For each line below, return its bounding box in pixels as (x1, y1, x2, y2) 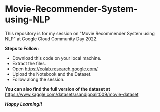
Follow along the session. (12, 76, 65, 82)
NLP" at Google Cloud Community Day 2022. (5, 36, 98, 42)
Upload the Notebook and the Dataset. (12, 71, 92, 77)
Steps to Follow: (5, 45, 39, 51)
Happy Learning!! (5, 101, 42, 107)
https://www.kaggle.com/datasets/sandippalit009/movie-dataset (5, 91, 139, 97)
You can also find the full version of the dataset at (5, 86, 111, 92)
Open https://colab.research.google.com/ (12, 66, 98, 72)
